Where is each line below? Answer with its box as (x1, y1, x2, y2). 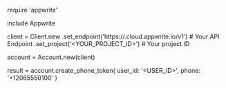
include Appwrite (7, 19, 56, 27)
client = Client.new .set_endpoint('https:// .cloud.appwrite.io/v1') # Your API (7, 32, 220, 41)
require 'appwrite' (7, 6, 58, 14)
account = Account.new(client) (7, 53, 95, 61)
